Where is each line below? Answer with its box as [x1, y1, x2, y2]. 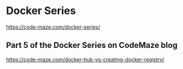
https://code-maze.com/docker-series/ [6, 23, 101, 30]
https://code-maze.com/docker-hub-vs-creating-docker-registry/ [6, 56, 165, 63]
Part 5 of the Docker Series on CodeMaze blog [6, 40, 178, 50]
